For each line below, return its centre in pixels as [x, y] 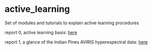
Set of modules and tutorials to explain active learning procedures [72, 23]
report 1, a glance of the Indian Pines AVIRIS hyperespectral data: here [76, 42]
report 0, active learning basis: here [41, 32]
